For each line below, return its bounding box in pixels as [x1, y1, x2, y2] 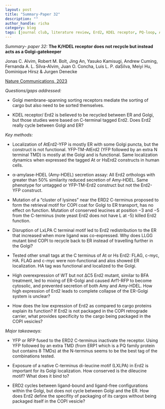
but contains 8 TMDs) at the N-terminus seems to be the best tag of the [12, 348, 158, 354]
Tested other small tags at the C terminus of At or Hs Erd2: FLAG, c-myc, [12, 252, 160, 258]
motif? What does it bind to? [12, 373, 70, 379]
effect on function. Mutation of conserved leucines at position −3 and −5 [12, 207, 160, 213]
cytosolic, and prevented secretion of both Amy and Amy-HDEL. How [12, 283, 153, 289]
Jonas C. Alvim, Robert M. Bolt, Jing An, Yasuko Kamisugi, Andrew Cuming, [5, 58, 158, 64]
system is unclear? [12, 293, 51, 299]
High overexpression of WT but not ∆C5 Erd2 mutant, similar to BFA [12, 273, 149, 278]
